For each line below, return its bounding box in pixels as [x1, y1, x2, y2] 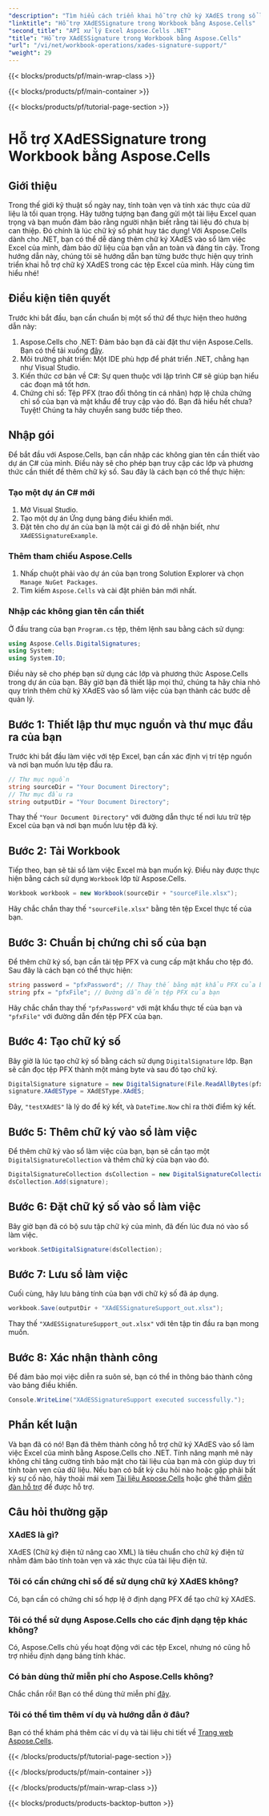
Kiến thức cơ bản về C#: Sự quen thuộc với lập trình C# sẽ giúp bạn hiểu [19, 370, 259, 381]
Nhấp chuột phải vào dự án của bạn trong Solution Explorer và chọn [19, 568, 244, 578]
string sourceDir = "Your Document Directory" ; [8, 783, 171, 791]
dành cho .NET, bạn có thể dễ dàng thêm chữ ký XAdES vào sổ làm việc [8, 234, 247, 244]
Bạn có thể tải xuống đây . [19, 346, 104, 355]
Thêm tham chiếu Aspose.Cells [8, 550, 133, 561]
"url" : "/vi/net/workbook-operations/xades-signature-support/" [8, 42, 227, 50]
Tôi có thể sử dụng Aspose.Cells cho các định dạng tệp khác [8, 1614, 248, 1625]
